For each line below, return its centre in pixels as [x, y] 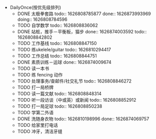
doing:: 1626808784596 [42, 19]
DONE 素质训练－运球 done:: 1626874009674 [64, 62]
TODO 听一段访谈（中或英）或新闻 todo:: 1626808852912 [77, 100]
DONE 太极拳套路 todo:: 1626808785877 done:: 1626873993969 [84, 14]
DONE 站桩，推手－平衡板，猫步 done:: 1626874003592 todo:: [82, 31]
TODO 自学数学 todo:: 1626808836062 [58, 25]
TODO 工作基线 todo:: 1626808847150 [57, 43]
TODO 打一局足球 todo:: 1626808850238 [60, 106]
